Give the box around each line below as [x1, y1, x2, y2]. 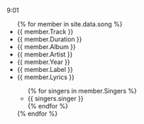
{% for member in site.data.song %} [16, 20, 123, 28]
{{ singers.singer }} [27, 94, 84, 103]
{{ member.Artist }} [16, 50, 73, 58]
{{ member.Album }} [16, 43, 76, 51]
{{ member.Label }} [16, 66, 74, 73]
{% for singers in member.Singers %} [27, 87, 138, 95]
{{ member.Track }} [16, 28, 74, 36]
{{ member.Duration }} [16, 35, 82, 43]
